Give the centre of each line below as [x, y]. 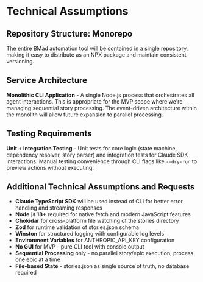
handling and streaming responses [59, 208]
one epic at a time [38, 259]
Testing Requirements [49, 134]
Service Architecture [47, 80]
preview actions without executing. [50, 167]
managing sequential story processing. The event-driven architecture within [101, 108]
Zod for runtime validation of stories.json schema [77, 227]
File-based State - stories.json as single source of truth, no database [102, 266]
